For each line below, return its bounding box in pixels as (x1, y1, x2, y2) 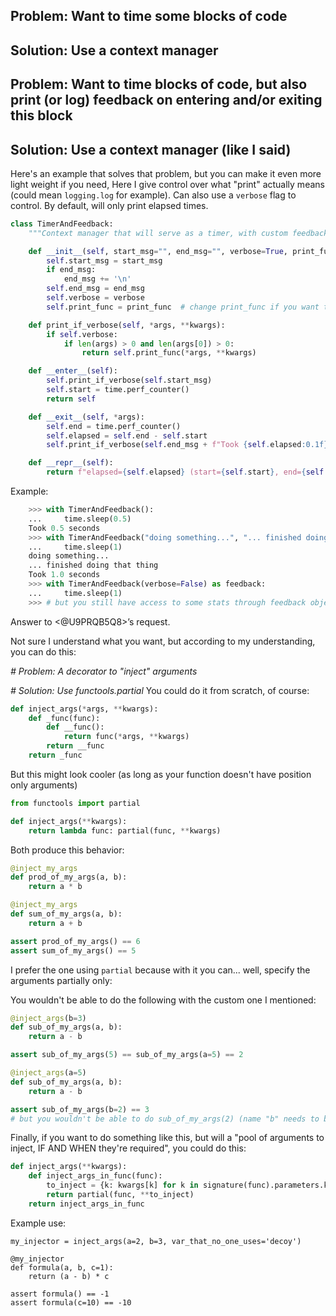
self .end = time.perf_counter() (46, 421, 182, 431)
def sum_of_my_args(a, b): (10, 909, 123, 919)
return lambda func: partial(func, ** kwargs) (28, 825, 222, 836)
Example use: (10, 1217, 67, 1229)
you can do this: (10, 645, 77, 658)
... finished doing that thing (28, 560, 159, 571)
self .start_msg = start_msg (46, 255, 163, 266)
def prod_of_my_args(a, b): (10, 872, 128, 883)
